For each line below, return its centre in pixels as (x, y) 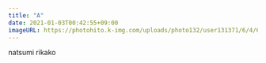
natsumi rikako (32, 53)
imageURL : (25, 30)
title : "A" (26, 15)
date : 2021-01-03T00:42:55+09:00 (63, 23)
